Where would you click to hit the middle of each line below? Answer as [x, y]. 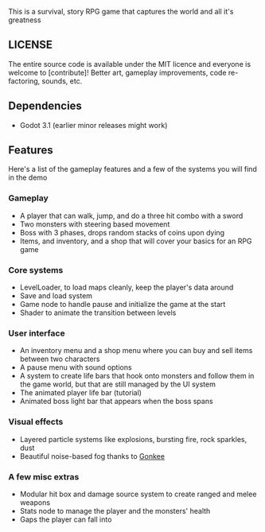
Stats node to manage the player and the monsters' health [115, 511]
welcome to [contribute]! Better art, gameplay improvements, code [117, 72]
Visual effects [36, 422]
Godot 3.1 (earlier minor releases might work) [94, 125]
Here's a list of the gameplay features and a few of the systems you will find [132, 169]
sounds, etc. [62, 81]
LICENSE [31, 45]
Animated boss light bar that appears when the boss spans [116, 402]
